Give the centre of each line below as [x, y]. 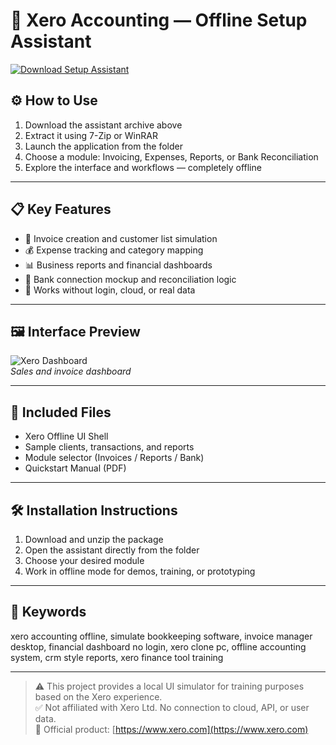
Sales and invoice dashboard [71, 371]
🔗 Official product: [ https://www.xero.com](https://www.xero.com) [171, 729]
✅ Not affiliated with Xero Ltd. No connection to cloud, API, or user [172, 707]
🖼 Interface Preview [75, 331]
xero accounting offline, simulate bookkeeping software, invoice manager [161, 636]
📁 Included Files [61, 412]
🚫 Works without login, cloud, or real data [110, 290]
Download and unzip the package [94, 539]
